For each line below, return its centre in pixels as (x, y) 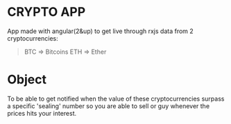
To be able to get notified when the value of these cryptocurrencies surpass (116, 99)
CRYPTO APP (46, 12)
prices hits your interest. (42, 113)
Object (27, 80)
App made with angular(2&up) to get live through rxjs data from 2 (101, 31)
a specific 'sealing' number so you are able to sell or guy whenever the (109, 106)
